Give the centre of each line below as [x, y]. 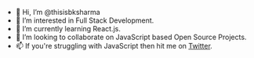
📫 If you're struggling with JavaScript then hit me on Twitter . [114, 46]
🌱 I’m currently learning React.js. [68, 29]
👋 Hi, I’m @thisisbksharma [58, 12]
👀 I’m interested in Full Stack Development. [85, 20]
